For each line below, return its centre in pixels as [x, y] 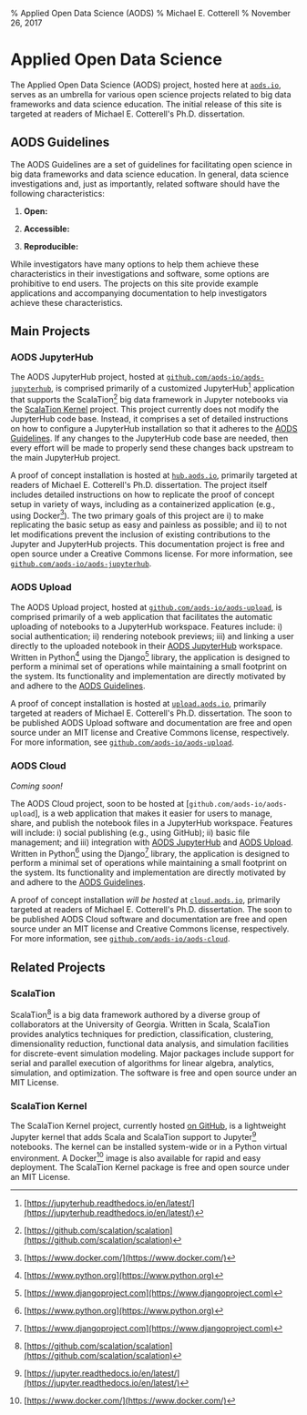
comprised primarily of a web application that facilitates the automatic [141, 616]
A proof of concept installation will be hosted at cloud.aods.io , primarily [145, 900]
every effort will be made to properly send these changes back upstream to [152, 448]
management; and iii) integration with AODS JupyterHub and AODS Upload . [152, 842]
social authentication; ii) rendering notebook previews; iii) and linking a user [152, 636]
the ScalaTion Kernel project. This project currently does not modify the [145, 409]
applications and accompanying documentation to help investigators [139, 293]
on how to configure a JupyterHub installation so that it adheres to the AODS [154, 428]
